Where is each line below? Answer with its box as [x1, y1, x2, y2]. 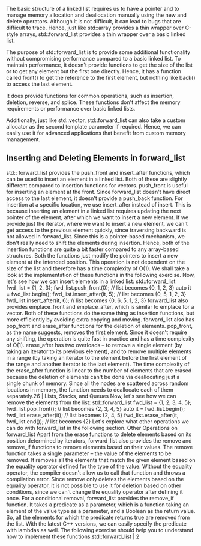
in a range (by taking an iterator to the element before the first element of [6, 354, 187, 361]
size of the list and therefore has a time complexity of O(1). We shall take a [6, 264, 190, 272]
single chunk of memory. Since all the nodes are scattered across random [6, 380, 189, 387]
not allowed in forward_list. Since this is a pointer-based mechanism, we [6, 232, 185, 240]
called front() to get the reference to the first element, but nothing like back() [6, 74, 196, 81]
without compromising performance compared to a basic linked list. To [6, 55, 181, 62]
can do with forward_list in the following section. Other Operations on [6, 424, 178, 431]
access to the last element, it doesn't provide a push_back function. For [6, 195, 183, 202]
